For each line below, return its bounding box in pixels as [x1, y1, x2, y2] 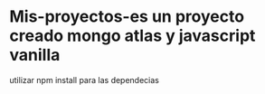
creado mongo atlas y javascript [9, 25, 256, 46]
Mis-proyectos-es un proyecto [9, 6, 245, 27]
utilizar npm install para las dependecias [9, 74, 160, 85]
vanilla [9, 45, 61, 65]
